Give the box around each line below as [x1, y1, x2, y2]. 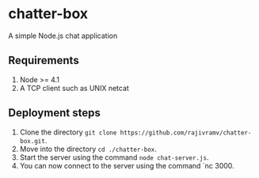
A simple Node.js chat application [8, 31, 118, 40]
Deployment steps [8, 106, 101, 119]
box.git [19, 137, 45, 145]
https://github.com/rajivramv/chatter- [120, 128, 252, 137]
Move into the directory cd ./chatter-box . [19, 144, 157, 153]
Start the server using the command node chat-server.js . [19, 152, 209, 162]
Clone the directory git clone [19, 127, 117, 137]
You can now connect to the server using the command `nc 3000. [19, 161, 235, 170]
